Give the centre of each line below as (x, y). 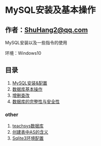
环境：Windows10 (23, 53)
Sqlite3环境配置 (28, 138)
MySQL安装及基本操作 (50, 10)
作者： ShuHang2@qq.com (47, 30)
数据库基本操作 (27, 89)
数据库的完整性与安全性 (36, 101)
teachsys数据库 (28, 126)
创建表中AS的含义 (30, 132)
